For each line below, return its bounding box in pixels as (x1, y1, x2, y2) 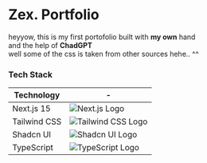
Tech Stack (8, 69, 53, 80)
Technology (14, 89, 61, 101)
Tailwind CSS (12, 116, 62, 127)
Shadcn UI (12, 129, 52, 141)
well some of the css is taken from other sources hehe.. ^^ (8, 49, 199, 58)
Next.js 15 (12, 103, 51, 114)
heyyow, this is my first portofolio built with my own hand (8, 32, 196, 42)
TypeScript (12, 142, 53, 153)
